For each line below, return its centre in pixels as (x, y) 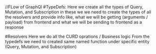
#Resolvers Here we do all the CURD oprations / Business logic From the (78, 36)
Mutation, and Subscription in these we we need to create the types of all (78, 12)
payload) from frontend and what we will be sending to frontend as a (73, 22)
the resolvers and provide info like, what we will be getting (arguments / (77, 17)
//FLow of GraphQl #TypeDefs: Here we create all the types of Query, (74, 7)
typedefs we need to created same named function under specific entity (77, 42)
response (15, 27)
